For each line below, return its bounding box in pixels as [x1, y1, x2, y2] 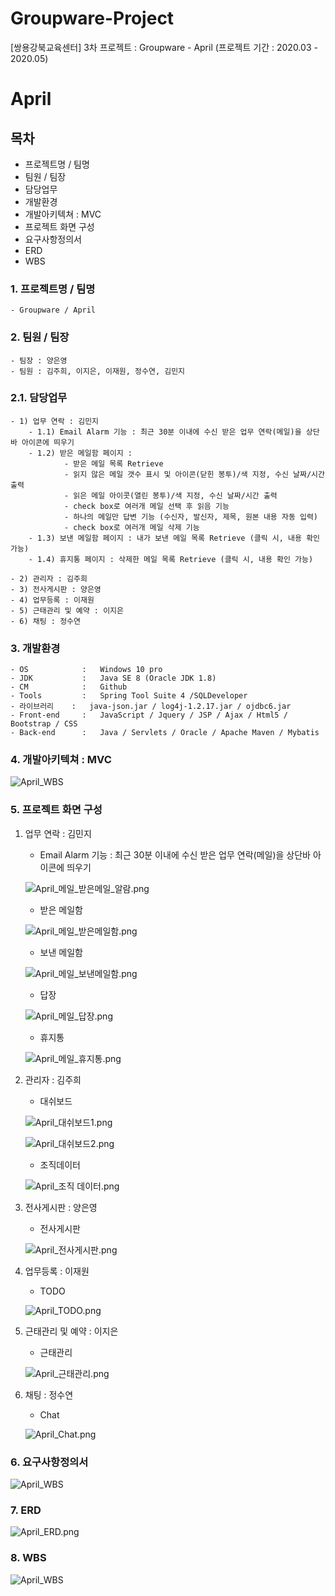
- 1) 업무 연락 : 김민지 [10, 416, 100, 426]
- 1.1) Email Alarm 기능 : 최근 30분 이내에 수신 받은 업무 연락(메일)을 [28, 427, 302, 437]
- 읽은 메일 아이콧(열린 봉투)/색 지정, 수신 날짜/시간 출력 [63, 490, 278, 501]
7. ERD [10, 1503, 42, 1517]
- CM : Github [10, 682, 128, 692]
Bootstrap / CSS [10, 719, 78, 729]
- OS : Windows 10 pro [10, 665, 163, 675]
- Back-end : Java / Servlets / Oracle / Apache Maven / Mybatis [10, 728, 320, 738]
